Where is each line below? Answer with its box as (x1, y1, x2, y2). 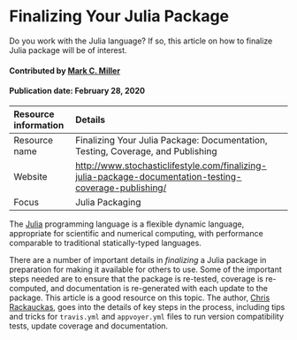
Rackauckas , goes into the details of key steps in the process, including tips (9, 301, 286, 312)
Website (13, 170, 48, 182)
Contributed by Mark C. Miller (9, 65, 121, 76)
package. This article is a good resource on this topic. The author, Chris (9, 292, 270, 303)
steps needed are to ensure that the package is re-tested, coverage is (9, 273, 263, 284)
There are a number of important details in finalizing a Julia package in (9, 254, 267, 265)
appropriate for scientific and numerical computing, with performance (9, 228, 263, 238)
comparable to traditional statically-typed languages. (9, 237, 202, 248)
